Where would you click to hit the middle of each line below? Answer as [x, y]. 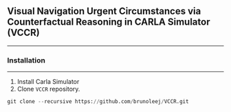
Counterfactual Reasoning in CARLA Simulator [109, 22]
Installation [26, 60]
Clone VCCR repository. [48, 89]
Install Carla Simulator [48, 82]
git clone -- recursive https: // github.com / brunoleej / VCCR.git [98, 102]
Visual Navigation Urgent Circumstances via [104, 11]
